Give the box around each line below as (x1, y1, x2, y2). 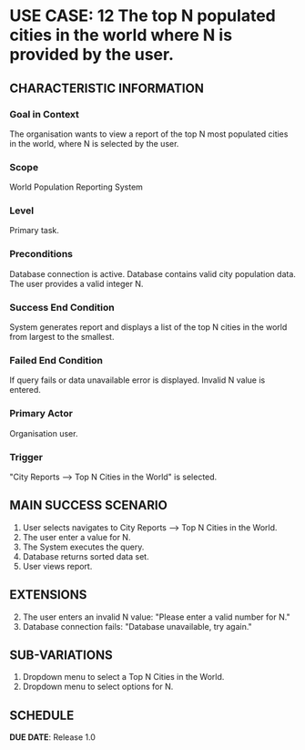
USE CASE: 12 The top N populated (9, 5, 276, 26)
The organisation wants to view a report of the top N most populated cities (9, 128, 289, 139)
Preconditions (9, 248, 74, 261)
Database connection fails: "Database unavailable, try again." (22, 621, 252, 632)
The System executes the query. (22, 541, 145, 552)
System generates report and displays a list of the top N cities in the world (9, 322, 288, 333)
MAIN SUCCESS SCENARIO (9, 498, 168, 513)
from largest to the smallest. (9, 332, 115, 343)
